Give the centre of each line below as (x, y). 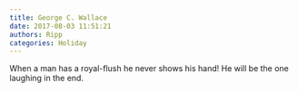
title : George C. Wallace (58, 18)
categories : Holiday (49, 43)
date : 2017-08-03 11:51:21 (60, 26)
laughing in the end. (47, 78)
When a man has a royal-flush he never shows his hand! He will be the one (149, 69)
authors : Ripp (36, 34)
